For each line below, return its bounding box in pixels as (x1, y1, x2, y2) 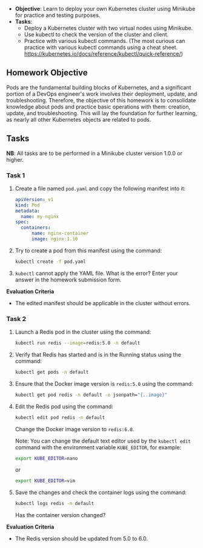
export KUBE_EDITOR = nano (15, 455, 78, 461)
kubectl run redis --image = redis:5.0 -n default (15, 340, 141, 346)
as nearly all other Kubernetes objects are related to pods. (6, 116, 151, 123)
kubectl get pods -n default (15, 369, 89, 375)
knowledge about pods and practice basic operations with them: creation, (6, 103, 191, 110)
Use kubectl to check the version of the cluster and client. (24, 31, 169, 38)
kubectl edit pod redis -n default (15, 414, 105, 420)
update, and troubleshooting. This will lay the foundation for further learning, (6, 109, 198, 117)
